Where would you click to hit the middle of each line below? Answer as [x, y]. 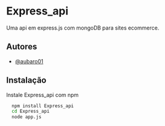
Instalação [26, 80]
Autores [22, 47]
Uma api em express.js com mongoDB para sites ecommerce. [83, 28]
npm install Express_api [43, 106]
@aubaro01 [29, 61]
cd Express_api [31, 112]
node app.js [27, 117]
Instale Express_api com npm [42, 95]
